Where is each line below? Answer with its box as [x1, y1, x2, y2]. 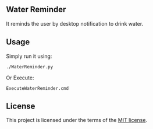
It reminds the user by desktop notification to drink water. [6, 20, 144, 27]
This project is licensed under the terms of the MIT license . [6, 117, 147, 124]
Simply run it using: [6, 53, 52, 60]
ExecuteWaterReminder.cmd [6, 85, 69, 91]
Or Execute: [6, 74, 34, 81]
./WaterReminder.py [6, 64, 54, 69]
